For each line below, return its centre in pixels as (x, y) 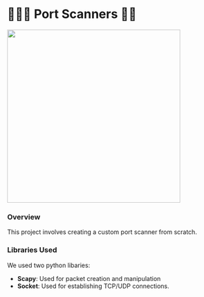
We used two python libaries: (49, 265)
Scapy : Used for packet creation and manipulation (89, 278)
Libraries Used (32, 250)
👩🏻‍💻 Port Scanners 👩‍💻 (72, 14)
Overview (24, 217)
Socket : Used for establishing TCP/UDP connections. (93, 286)
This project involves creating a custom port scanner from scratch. (102, 232)
